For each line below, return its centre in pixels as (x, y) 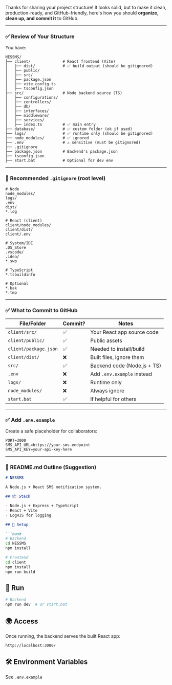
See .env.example (24, 677)
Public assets (106, 340)
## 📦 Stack (18, 497)
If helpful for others (113, 399)
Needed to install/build (117, 349)
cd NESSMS (16, 544)
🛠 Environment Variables (47, 662)
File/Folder (33, 323)
